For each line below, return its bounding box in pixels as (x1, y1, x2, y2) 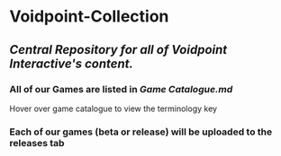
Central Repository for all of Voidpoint (9, 42, 228, 57)
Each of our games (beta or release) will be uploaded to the (9, 126, 273, 138)
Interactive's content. (9, 56, 133, 71)
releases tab (9, 136, 65, 149)
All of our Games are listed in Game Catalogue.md (9, 82, 233, 95)
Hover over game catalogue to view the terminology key (9, 103, 218, 114)
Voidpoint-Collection (9, 6, 169, 27)
